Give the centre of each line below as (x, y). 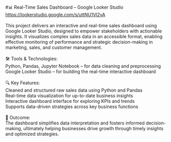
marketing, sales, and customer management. (54, 47)
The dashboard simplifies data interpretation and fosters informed (75, 123)
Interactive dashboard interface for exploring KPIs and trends (70, 101)
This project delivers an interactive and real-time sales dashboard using (81, 25)
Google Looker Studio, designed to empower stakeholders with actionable (84, 31)
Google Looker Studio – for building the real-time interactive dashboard (81, 72)
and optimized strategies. (32, 134)
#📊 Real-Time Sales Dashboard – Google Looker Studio (64, 7)
